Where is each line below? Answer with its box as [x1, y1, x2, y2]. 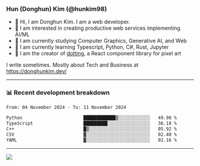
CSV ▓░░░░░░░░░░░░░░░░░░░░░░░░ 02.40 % [6, 131, 177, 138]
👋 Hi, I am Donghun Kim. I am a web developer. [14, 18, 130, 26]
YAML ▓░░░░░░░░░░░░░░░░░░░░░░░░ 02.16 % [6, 137, 177, 143]
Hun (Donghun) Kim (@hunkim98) [6, 5, 107, 13]
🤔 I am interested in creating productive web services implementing [14, 24, 180, 32]
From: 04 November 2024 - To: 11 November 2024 [6, 104, 127, 110]
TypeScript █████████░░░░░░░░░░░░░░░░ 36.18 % [6, 121, 177, 127]
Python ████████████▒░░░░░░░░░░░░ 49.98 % [6, 115, 177, 121]
